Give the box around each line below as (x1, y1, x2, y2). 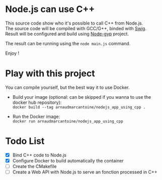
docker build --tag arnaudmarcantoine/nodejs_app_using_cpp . (12, 104, 146, 110)
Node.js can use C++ (5, 4, 95, 15)
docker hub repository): (12, 99, 62, 105)
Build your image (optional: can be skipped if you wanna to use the (12, 94, 151, 100)
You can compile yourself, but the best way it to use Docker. (5, 84, 130, 90)
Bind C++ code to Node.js (12, 152, 67, 158)
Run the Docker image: (12, 113, 60, 119)
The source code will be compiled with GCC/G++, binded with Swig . (5, 25, 147, 31)
